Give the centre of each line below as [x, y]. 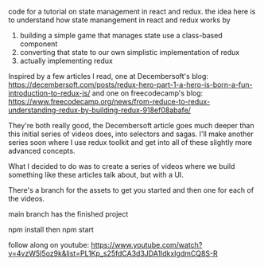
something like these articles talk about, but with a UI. [96, 175]
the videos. [27, 199]
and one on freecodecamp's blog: [148, 93]
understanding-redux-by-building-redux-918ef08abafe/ [99, 110]
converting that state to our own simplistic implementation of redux [130, 52]
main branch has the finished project [68, 214]
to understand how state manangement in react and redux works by [119, 20]
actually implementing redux [66, 61]
